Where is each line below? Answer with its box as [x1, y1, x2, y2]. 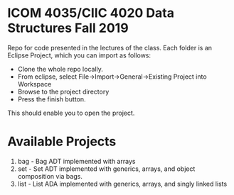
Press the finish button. [17, 94, 87, 104]
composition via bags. [17, 172, 83, 180]
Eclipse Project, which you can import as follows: [7, 51, 151, 60]
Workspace [17, 79, 52, 88]
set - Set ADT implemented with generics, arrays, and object [17, 165, 196, 173]
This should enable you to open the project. [7, 108, 135, 117]
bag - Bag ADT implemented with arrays [17, 157, 136, 165]
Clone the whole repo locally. [17, 65, 103, 73]
